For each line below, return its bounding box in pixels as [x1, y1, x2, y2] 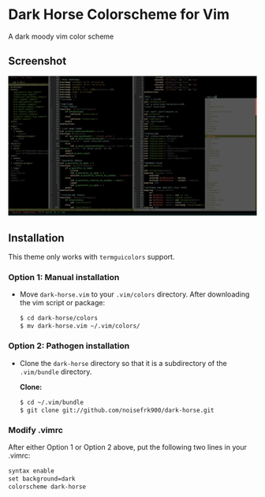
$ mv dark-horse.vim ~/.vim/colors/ [19, 322, 140, 331]
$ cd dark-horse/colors [19, 314, 99, 323]
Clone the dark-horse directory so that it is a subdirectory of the [19, 358, 227, 368]
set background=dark [8, 475, 77, 483]
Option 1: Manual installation [8, 271, 120, 282]
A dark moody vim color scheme [8, 32, 114, 41]
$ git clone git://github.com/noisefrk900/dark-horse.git [19, 406, 215, 414]
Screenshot [8, 54, 67, 68]
